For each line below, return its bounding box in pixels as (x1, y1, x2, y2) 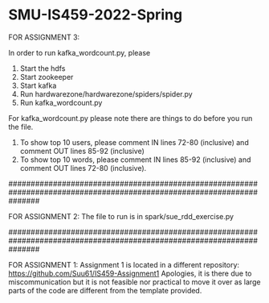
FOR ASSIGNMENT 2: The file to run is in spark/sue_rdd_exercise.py (8, 211, 234, 221)
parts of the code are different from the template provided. (8, 285, 202, 295)
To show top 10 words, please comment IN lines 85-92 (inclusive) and (19, 155, 251, 164)
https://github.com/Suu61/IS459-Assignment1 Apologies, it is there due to (8, 268, 252, 278)
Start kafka (19, 81, 57, 90)
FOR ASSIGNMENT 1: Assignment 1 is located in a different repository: (8, 259, 239, 269)
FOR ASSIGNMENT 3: (8, 32, 80, 42)
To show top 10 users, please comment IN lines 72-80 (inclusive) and (19, 137, 249, 147)
